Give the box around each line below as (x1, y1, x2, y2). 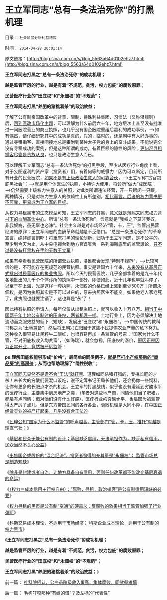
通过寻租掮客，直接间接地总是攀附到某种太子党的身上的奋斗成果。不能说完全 (5, 139, 162, 145)
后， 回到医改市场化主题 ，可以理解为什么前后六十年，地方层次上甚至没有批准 (5, 120, 162, 126)
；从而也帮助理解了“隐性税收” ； (33, 360, 99, 366)
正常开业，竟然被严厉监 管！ (9, 343, 66, 349)
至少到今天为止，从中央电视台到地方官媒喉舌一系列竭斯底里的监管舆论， (5, 241, 153, 247)
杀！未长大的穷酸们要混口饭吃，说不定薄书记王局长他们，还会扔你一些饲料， (5, 377, 162, 383)
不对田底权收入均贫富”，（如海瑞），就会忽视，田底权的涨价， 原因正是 (13, 337, 156, 343)
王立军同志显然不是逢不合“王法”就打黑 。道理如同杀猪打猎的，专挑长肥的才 (5, 371, 158, 377)
